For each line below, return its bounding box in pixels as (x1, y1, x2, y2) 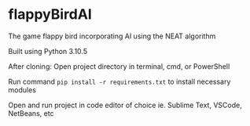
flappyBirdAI (8, 5, 92, 23)
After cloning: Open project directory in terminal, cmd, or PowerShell (8, 61, 230, 71)
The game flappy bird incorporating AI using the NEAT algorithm (8, 31, 216, 41)
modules (8, 85, 37, 95)
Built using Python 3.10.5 (8, 46, 88, 56)
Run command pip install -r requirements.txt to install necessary (8, 77, 231, 86)
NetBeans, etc (8, 108, 54, 118)
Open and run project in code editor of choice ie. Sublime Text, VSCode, (8, 100, 242, 110)
